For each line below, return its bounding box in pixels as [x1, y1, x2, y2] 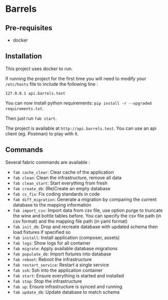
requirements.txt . [5, 105, 44, 111]
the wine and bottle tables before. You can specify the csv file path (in [12, 212, 162, 218]
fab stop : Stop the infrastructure [12, 278, 82, 284]
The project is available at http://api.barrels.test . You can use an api [5, 125, 157, 131]
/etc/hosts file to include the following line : [5, 81, 99, 87]
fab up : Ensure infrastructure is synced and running [12, 283, 122, 290]
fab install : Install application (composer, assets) [12, 234, 120, 241]
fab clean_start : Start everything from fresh [12, 180, 108, 186]
